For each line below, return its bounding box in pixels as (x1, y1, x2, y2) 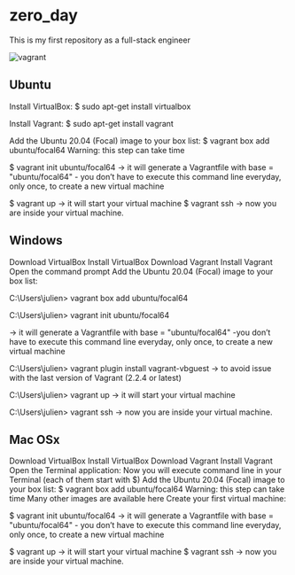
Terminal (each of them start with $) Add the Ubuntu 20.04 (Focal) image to (9, 475, 285, 486)
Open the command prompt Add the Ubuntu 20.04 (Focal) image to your (9, 266, 274, 276)
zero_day (9, 5, 78, 26)
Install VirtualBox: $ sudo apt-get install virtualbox (9, 101, 191, 112)
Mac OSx (9, 431, 60, 447)
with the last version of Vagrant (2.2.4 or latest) (9, 372, 182, 383)
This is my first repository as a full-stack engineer (9, 35, 190, 45)
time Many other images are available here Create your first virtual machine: (9, 493, 286, 504)
